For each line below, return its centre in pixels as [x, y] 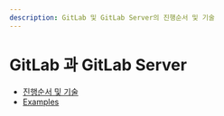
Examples [41, 102]
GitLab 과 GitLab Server [98, 65]
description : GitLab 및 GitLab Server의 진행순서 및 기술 [112, 18]
